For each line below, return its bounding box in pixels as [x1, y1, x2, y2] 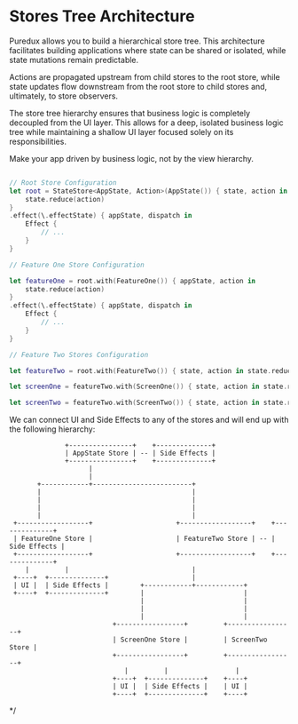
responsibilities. [9, 136, 67, 147]
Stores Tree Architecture [9, 6, 195, 27]
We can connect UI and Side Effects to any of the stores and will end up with [9, 415, 289, 426]
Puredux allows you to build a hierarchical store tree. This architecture [9, 36, 265, 46]
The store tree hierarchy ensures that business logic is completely [9, 107, 251, 118]
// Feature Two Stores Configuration [9, 350, 149, 359]
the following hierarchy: [9, 424, 96, 434]
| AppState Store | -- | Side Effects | [65, 449, 216, 458]
